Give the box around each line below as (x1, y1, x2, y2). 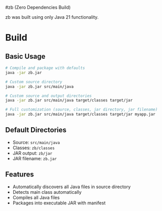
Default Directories (5, 126, 67, 134)
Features (5, 170, 34, 179)
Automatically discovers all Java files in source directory (12, 184, 131, 190)
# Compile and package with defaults (5, 65, 85, 71)
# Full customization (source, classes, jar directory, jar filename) (5, 107, 158, 112)
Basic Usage (5, 52, 46, 60)
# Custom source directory (5, 79, 62, 84)
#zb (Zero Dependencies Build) (5, 5, 71, 10)
